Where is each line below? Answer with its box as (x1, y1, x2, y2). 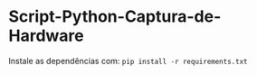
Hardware (8, 25, 84, 46)
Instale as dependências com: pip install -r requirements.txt (8, 55, 248, 66)
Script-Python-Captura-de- (8, 6, 222, 27)
